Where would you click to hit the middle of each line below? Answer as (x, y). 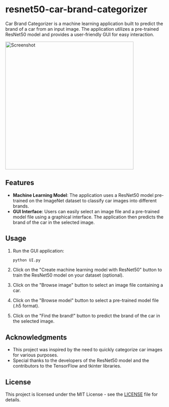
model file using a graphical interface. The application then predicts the (88, 217)
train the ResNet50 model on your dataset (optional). (68, 275)
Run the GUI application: (38, 251)
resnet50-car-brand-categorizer (76, 9)
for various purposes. (35, 355)
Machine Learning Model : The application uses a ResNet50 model (83, 195)
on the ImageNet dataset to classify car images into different (93, 200)
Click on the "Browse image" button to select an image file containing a (88, 285)
